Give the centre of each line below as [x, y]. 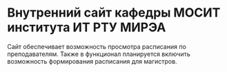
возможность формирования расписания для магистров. [92, 61]
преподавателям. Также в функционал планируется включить [99, 54]
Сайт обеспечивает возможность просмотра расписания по [97, 46]
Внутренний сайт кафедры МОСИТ [114, 13]
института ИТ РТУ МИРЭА [87, 27]
